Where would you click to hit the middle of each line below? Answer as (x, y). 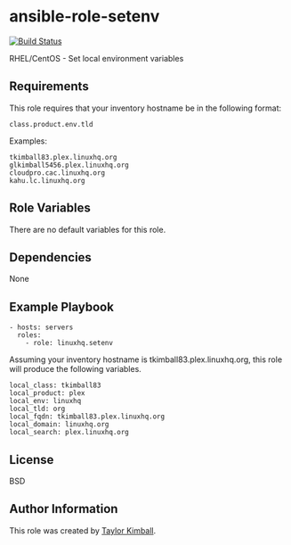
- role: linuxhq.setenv (69, 343)
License (32, 460)
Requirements (49, 87)
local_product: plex (48, 393)
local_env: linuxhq (45, 401)
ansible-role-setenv (85, 17)
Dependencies (50, 257)
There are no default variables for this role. (88, 229)
